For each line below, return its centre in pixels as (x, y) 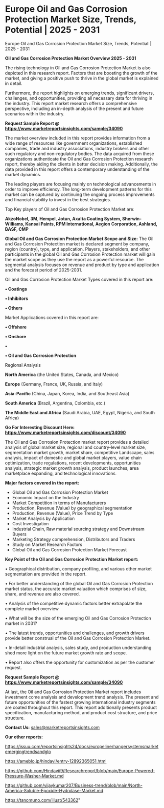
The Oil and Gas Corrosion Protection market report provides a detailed (77, 442)
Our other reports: (24, 737)
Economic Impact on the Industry (46, 497)
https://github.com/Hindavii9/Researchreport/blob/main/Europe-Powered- (80, 770)
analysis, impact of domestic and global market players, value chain (73, 458)
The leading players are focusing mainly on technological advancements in (81, 184)
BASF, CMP (17, 229)
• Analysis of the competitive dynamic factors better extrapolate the (74, 603)
